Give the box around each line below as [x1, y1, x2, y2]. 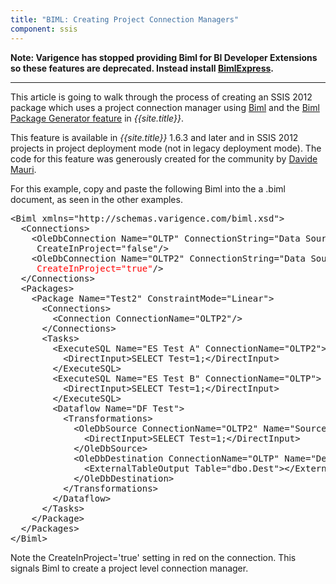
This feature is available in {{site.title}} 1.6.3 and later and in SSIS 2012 [10, 131, 299, 143]
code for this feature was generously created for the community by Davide [10, 152, 318, 165]
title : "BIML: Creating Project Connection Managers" [10, 14, 240, 25]
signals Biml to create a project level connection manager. [10, 562, 249, 574]
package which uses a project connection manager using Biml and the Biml [10, 101, 320, 113]
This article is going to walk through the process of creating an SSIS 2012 [10, 91, 313, 103]
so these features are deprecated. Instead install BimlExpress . [10, 62, 275, 74]
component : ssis [10, 24, 78, 34]
